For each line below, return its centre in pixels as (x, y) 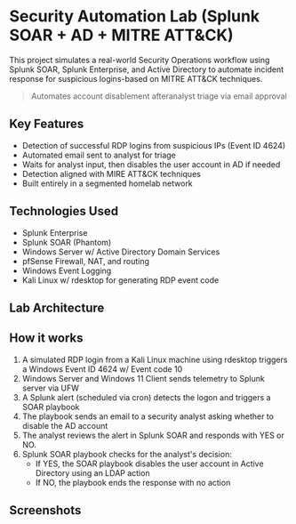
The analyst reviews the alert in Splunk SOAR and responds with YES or (153, 435)
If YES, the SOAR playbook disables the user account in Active (149, 464)
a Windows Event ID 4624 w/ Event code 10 (102, 369)
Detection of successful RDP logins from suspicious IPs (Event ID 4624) (154, 145)
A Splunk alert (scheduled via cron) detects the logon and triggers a (146, 397)
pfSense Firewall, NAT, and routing (85, 261)
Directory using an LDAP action (92, 472)
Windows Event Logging (67, 270)
